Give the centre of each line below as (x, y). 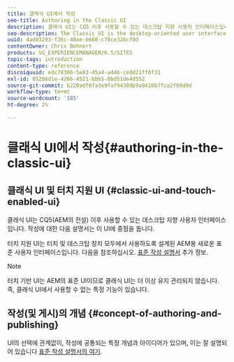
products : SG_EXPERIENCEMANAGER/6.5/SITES (70, 53)
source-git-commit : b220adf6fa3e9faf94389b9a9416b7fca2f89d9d (100, 85)
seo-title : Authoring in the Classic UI (67, 20)
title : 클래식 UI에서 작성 (41, 14)
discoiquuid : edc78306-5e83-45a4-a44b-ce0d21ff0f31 (84, 72)
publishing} (33, 325)
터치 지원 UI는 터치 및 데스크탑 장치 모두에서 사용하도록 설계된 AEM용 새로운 (111, 243)
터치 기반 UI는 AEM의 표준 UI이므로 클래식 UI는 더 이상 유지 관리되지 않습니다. (114, 280)
